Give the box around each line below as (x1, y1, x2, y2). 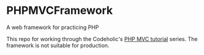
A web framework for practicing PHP (6, 24, 99, 31)
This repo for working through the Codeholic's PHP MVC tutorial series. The (6, 35, 198, 42)
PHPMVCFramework (6, 4, 113, 18)
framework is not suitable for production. (6, 42, 110, 49)
